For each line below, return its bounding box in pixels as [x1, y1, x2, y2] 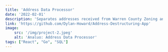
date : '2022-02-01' [5, 12, 46, 17]
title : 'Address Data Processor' [5, 7, 75, 12]
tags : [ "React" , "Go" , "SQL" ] [5, 40, 68, 45]
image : [5, 26, 19, 31]
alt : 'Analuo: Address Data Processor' [14, 35, 97, 40]
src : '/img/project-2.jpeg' [14, 30, 72, 35]
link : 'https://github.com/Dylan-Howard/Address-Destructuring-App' [5, 21, 151, 26]
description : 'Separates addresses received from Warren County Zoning [5, 16, 157, 21]
